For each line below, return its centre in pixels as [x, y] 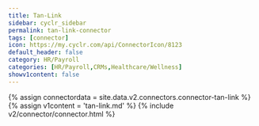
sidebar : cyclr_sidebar [48, 23]
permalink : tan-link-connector [60, 30]
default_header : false [46, 52]
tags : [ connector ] [38, 38]
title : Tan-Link [35, 15]
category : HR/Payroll [44, 60]
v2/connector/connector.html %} [62, 114]
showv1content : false [44, 74]
